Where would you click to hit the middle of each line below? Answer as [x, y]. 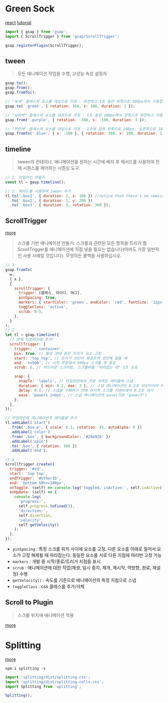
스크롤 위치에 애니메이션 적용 [45, 615]
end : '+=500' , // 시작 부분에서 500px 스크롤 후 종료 [65, 363]
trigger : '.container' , [39, 349]
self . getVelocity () [38, 525]
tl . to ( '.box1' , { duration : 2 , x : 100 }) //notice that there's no [77, 196]
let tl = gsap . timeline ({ [32, 335]
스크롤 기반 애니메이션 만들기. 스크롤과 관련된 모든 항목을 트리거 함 [82, 243]
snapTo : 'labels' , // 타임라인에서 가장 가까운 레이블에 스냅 [75, 381]
